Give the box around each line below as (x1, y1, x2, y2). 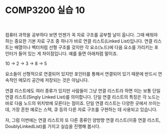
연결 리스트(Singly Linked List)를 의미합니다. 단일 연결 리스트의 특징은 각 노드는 (5, 93, 161, 100)
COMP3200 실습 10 (5, 4, 85, 16)
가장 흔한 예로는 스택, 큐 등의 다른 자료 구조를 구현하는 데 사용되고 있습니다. (11, 106, 158, 112)
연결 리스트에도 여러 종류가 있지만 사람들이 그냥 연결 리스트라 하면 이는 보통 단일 (5, 87, 161, 93)
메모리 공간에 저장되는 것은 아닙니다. (18, 77, 89, 83)
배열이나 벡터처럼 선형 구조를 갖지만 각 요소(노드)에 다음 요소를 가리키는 (14, 44, 154, 50)
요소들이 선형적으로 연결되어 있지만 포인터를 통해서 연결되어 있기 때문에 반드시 (5, 70, 157, 76)
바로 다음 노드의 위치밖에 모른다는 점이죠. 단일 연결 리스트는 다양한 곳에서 (5, 100, 148, 106)
